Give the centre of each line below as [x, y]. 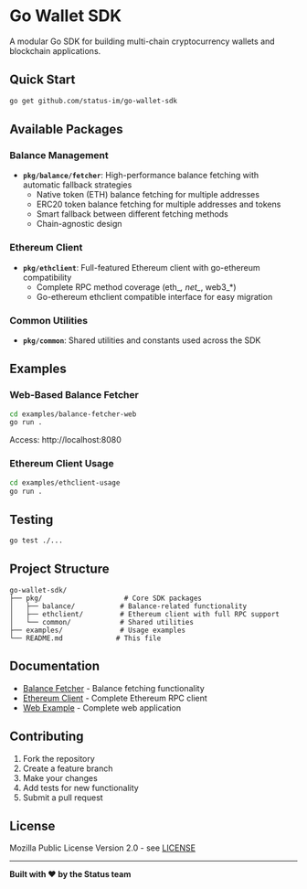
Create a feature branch [68, 768]
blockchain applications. [55, 50]
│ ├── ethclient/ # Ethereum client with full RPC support [145, 614]
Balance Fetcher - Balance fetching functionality [113, 688]
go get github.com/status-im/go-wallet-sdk [94, 101]
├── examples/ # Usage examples [97, 630]
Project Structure [59, 569]
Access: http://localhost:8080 [65, 440]
